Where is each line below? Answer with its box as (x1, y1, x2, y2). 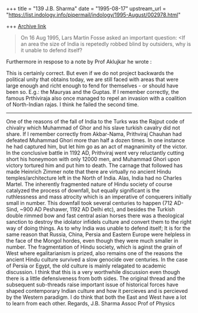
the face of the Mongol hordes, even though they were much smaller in (6, 237, 179, 244)
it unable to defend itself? (20, 47, 82, 54)
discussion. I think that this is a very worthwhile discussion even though (6, 269, 180, 275)
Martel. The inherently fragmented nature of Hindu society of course (6, 181, 173, 188)
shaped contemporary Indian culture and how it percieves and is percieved (6, 288, 188, 294)
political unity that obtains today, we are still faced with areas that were (6, 76, 179, 83)
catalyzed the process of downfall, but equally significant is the (6, 187, 160, 194)
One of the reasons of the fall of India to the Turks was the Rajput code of (6, 118, 184, 125)
